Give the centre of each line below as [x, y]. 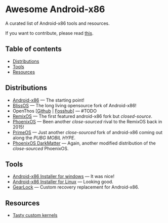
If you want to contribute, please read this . [49, 33]
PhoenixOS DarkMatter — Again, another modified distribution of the [84, 143]
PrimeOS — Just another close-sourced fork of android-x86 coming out [88, 132]
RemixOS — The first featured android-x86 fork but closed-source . [82, 116]
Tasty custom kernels [35, 215]
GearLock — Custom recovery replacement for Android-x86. [76, 187]
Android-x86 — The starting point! [48, 100]
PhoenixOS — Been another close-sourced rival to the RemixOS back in [87, 121]
